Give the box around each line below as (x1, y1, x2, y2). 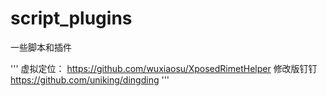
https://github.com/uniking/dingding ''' (10, 73, 170, 86)
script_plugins (10, 7, 133, 30)
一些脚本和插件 (10, 41, 72, 53)
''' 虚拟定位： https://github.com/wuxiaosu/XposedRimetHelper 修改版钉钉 (10, 62, 318, 74)
